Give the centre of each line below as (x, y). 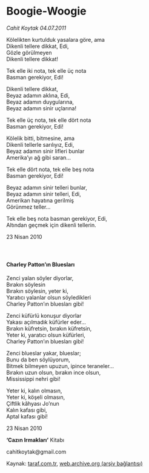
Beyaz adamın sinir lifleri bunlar (45, 151)
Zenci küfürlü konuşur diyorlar (44, 315)
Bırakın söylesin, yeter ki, (37, 291)
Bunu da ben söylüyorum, (38, 360)
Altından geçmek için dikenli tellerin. (51, 225)
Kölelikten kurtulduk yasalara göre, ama (55, 39)
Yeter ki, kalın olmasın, (34, 391)
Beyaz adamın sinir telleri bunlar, (47, 187)
